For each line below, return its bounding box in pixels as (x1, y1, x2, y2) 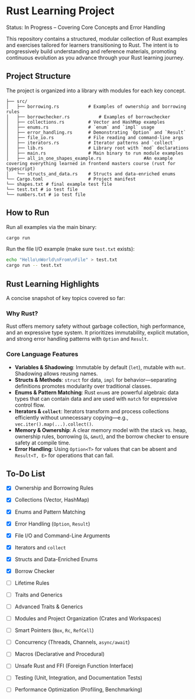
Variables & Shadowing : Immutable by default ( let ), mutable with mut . (14, 363, 186, 371)
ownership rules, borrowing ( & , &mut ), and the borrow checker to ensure (14, 433, 189, 440)
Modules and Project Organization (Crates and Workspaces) (14, 615, 161, 622)
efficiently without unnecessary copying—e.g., (14, 414, 129, 421)
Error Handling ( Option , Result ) (14, 520, 90, 527)
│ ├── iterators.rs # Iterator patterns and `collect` (6, 140, 176, 146)
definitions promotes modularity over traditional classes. (14, 382, 152, 389)
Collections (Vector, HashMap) (14, 496, 90, 504)
